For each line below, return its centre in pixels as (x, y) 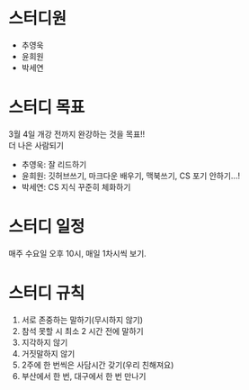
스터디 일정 (47, 227)
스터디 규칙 (47, 293)
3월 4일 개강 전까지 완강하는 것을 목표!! (77, 134)
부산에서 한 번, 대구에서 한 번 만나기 (84, 376)
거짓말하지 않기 (48, 353)
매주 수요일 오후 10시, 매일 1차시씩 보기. (78, 253)
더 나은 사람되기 (36, 145)
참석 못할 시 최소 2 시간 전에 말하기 (83, 331)
